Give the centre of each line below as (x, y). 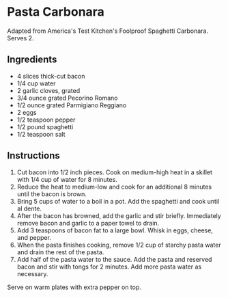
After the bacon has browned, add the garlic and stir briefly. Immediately (119, 215)
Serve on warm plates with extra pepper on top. (74, 287)
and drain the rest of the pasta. (60, 252)
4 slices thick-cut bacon (51, 76)
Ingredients (32, 60)
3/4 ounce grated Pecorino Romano (67, 98)
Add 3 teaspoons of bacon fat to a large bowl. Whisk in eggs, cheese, (115, 230)
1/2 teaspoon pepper (46, 120)
